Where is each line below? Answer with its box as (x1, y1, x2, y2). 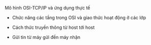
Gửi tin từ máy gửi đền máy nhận (12, 34, 81, 40)
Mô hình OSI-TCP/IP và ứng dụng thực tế (5, 5, 90, 11)
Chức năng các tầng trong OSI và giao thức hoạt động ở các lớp (12, 15, 146, 20)
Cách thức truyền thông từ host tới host (12, 24, 95, 30)
